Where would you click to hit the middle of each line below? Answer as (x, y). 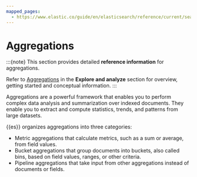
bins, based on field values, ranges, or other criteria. (78, 157)
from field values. (36, 144)
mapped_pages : (23, 11)
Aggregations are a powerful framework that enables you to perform (89, 97)
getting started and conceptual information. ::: (62, 86)
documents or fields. (40, 169)
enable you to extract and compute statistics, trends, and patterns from (92, 109)
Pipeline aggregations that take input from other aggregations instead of (102, 163)
